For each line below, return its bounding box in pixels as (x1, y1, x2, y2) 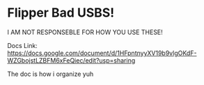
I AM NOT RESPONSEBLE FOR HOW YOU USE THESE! (7, 28, 164, 36)
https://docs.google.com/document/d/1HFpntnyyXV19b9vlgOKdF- (7, 49, 197, 57)
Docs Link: (7, 41, 38, 49)
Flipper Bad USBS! (7, 5, 115, 21)
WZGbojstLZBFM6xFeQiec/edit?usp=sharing (7, 56, 136, 64)
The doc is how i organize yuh (7, 70, 94, 78)
